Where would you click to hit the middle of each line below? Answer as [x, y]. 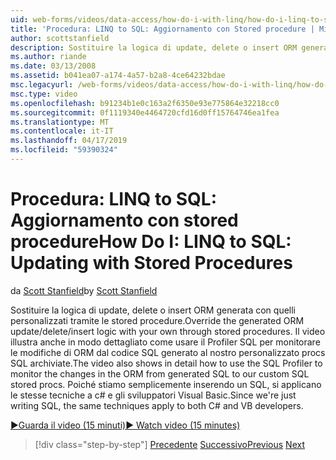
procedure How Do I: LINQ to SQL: [151, 242]
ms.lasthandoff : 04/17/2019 [69, 141]
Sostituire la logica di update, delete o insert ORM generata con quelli [153, 310]
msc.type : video [44, 94]
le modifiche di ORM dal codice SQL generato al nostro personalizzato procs [168, 352]
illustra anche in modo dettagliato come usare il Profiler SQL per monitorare [165, 342]
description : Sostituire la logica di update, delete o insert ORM [154, 47]
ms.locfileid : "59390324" [64, 150]
